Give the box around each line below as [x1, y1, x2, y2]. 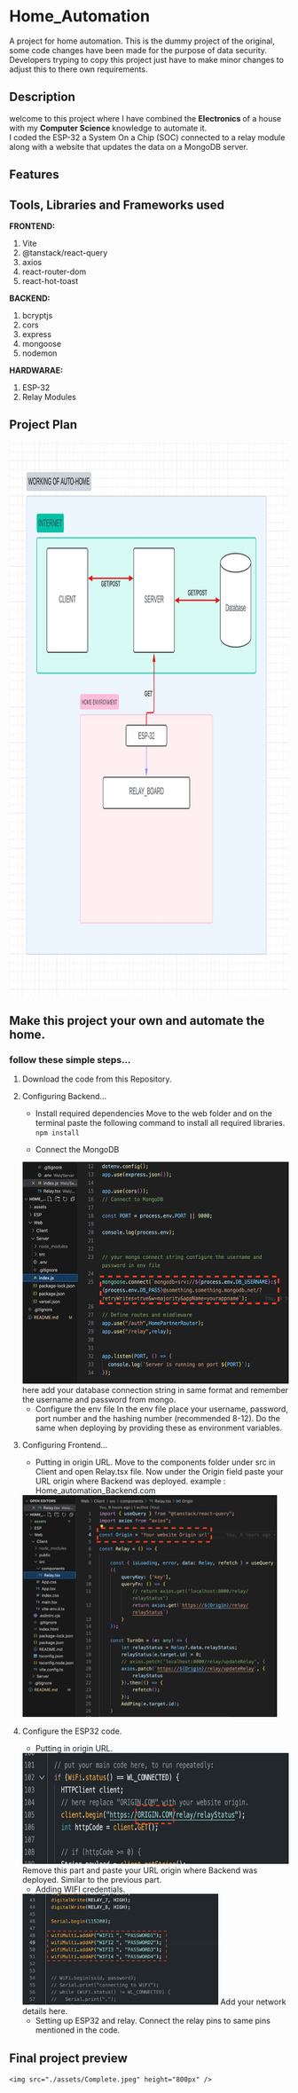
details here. [21, 2006, 68, 2017]
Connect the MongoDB [35, 1145, 120, 1155]
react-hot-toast [21, 275, 78, 286]
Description [9, 90, 75, 105]
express [21, 328, 51, 339]
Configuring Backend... [21, 1091, 107, 1102]
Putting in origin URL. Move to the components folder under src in [35, 1457, 276, 1467]
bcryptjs [21, 310, 53, 320]
